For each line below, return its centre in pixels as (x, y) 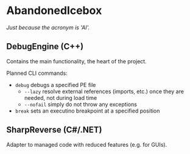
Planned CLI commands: (37, 73)
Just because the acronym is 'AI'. (48, 27)
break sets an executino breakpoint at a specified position (87, 111)
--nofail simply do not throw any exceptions (80, 104)
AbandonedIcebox (54, 11)
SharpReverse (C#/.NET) (54, 130)
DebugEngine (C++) (45, 47)
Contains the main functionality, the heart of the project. (77, 61)
